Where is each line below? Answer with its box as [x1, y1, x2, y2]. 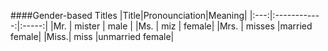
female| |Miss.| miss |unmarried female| [10, 31, 175, 42]
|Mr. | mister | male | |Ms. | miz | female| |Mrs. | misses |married [49, 20, 313, 32]
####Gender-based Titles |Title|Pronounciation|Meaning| [10, 10, 248, 21]
